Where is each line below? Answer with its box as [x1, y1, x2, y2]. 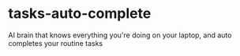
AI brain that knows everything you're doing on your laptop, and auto [8, 30, 232, 40]
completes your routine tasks [8, 38, 103, 47]
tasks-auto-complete [8, 5, 152, 23]
